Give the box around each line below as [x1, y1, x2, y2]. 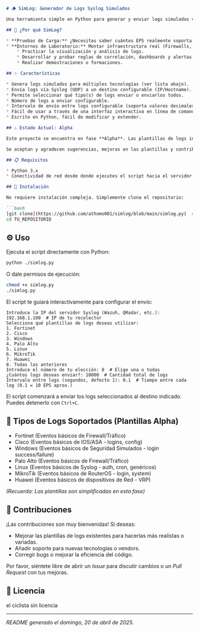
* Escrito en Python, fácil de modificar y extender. [6, 114, 142, 120]
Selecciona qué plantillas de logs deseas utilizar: [6, 320, 139, 326]
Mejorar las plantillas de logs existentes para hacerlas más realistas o [14, 532, 184, 539]
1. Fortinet [6, 325, 36, 331]
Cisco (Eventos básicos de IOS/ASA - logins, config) [14, 438, 143, 445]
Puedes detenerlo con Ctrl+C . [6, 399, 79, 406]
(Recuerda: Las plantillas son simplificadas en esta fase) [6, 487, 145, 494]
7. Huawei [6, 356, 31, 363]
